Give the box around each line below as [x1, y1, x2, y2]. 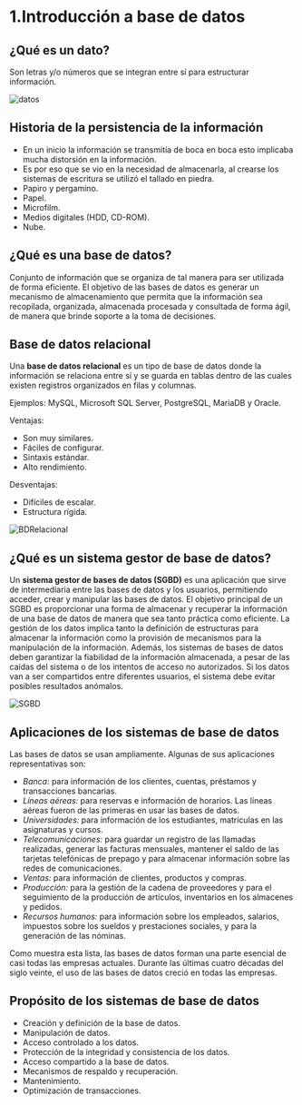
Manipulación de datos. [22, 1027, 111, 1038]
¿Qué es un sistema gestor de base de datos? [9, 550, 272, 566]
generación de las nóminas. [22, 931, 127, 942]
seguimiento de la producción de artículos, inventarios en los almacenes [22, 892, 293, 903]
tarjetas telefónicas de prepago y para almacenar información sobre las [22, 853, 290, 864]
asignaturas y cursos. [22, 824, 104, 835]
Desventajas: [9, 479, 58, 490]
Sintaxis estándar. [22, 452, 90, 463]
